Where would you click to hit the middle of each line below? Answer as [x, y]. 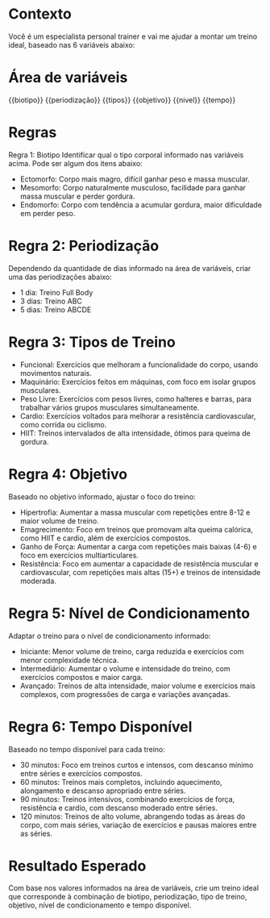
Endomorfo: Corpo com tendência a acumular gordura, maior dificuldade [141, 204]
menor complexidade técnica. [69, 660]
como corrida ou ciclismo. [63, 424]
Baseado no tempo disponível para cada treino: [87, 749]
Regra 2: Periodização [84, 246]
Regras [33, 133]
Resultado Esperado [77, 866]
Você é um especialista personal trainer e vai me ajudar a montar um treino [133, 36]
